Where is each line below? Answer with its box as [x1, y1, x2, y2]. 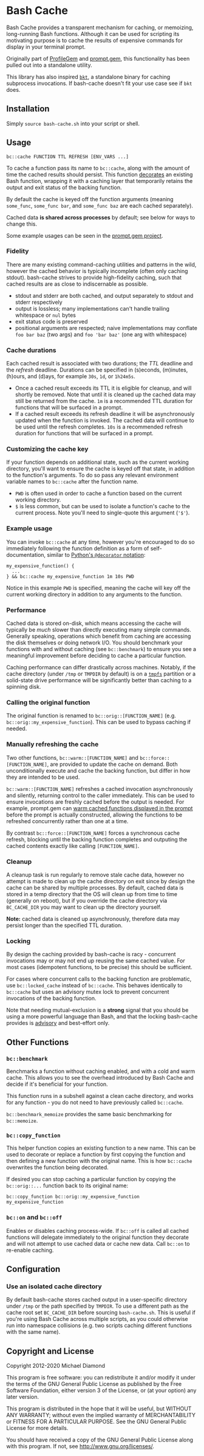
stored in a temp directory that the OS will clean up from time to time [6, 890, 178, 897]
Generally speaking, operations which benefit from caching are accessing [6, 633, 191, 640]
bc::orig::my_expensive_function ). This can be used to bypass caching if [6, 719, 191, 726]
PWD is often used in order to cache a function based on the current [15, 490, 182, 497]
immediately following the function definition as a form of [6, 545, 149, 552]
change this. [6, 220, 38, 227]
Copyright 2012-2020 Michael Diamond [6, 1362, 105, 1370]
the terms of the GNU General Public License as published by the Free [6, 1381, 182, 1388]
